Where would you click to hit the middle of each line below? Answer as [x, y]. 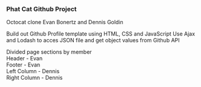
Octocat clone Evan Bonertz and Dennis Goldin [65, 22]
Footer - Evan [23, 65]
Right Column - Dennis [35, 78]
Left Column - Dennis [33, 71]
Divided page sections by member [49, 52]
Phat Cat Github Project [41, 9]
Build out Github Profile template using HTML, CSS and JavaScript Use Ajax [101, 34]
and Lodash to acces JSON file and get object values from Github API [93, 40]
